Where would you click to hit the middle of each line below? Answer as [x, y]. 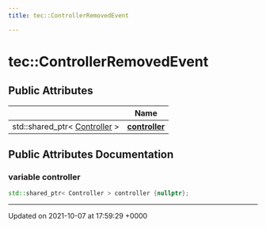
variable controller [44, 177]
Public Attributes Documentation [91, 155]
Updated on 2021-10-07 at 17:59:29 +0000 [78, 216]
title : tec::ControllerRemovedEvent [68, 15]
